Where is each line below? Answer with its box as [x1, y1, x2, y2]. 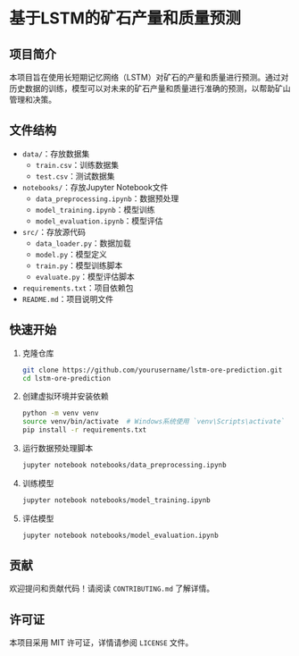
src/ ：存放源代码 [21, 226, 87, 237]
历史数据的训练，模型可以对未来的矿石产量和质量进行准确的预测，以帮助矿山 [9, 83, 291, 94]
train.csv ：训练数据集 [35, 159, 120, 170]
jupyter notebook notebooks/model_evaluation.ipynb [21, 531, 219, 540]
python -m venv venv [21, 408, 99, 418]
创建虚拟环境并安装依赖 [21, 391, 109, 402]
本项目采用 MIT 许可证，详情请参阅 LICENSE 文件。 [9, 637, 194, 648]
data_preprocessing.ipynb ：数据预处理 [35, 193, 179, 204]
